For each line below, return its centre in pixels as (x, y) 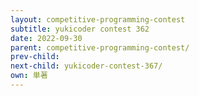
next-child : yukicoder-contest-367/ (86, 66)
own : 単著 (29, 76)
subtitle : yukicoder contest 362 (80, 29)
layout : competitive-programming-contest (98, 19)
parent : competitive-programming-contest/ (100, 47)
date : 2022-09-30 (46, 38)
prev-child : (35, 57)
